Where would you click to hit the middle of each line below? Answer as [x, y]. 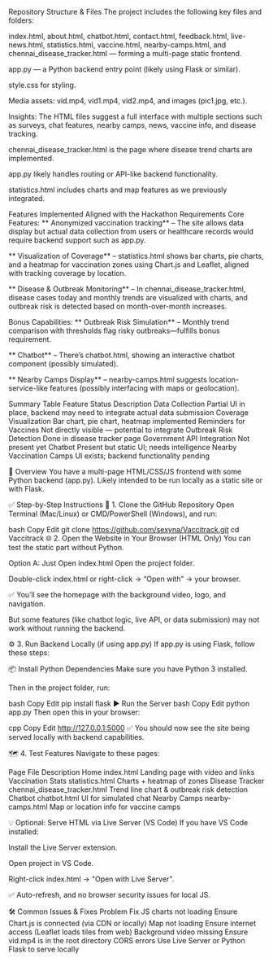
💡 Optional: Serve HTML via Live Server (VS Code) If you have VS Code [128, 822]
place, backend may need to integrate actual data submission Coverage [129, 413]
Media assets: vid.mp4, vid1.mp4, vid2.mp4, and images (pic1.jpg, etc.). [128, 101]
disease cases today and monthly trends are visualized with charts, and [128, 297]
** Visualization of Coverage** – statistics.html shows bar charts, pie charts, [136, 256]
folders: [21, 20]
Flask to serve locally [44, 949]
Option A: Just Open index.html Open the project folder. [102, 563]
